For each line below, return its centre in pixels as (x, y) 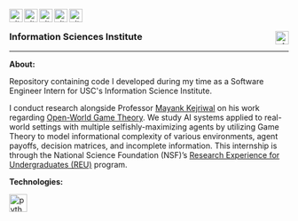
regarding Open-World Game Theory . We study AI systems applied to (136, 118)
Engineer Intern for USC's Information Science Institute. (111, 91)
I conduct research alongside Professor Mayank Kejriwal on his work (134, 108)
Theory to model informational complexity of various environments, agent (144, 137)
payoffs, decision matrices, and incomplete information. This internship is (143, 146)
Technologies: (36, 182)
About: (22, 64)
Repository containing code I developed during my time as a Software (137, 82)
